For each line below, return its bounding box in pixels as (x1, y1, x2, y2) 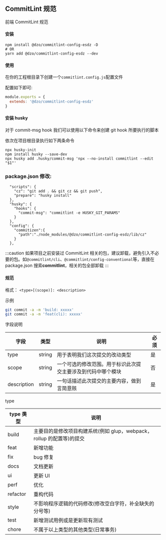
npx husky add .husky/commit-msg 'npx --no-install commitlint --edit (5, 156, 154, 161)
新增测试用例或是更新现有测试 (33, 517, 103, 524)
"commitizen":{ (14, 228, 45, 233)
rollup (33, 435, 47, 442)
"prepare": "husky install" (14, 193, 72, 198)
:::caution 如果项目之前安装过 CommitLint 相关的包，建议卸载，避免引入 (5, 250, 151, 256)
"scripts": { (9, 184, 37, 189)
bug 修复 (33, 454, 54, 461)
